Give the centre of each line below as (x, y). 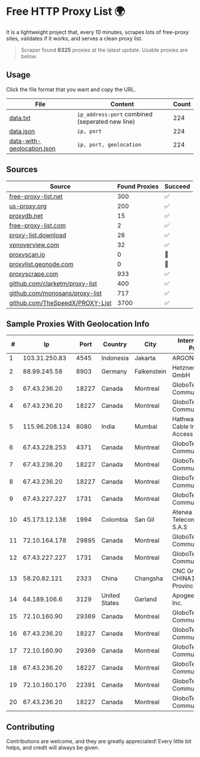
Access (183, 434)
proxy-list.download (38, 235)
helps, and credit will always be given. (53, 747)
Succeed (177, 186)
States (110, 603)
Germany (114, 372)
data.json (22, 131)
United (110, 596)
